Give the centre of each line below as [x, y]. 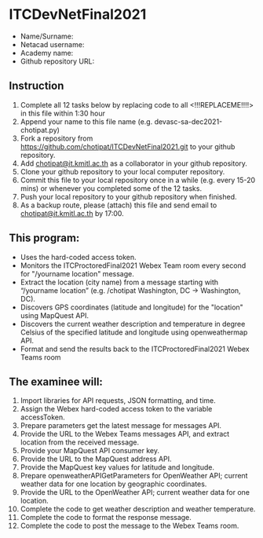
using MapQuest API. [55, 315]
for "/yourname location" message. [77, 273]
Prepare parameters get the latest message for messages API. [121, 426]
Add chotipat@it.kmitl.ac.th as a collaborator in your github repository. [134, 163]
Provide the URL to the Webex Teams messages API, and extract [125, 434]
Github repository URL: [57, 61]
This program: [44, 238]
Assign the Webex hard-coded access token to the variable [116, 409]
